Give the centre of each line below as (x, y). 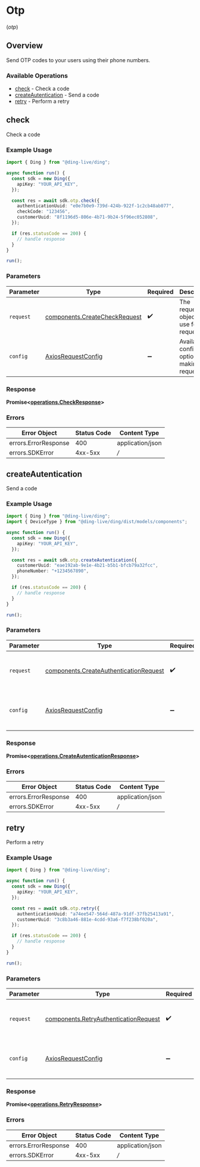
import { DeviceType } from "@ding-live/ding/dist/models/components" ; (97, 522)
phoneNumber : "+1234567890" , (53, 571)
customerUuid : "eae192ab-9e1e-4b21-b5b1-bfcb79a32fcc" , (88, 566)
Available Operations (37, 75)
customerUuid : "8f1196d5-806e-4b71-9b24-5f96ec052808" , (88, 217)
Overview (25, 46)
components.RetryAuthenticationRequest (103, 1019)
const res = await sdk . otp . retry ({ (56, 908)
